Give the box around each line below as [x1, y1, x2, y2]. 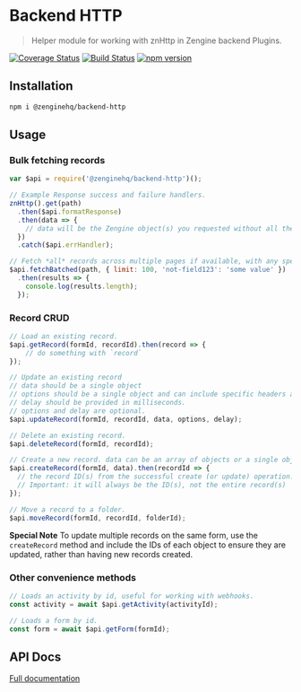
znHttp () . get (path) [9, 199, 82, 208]
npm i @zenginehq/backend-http [9, 102, 126, 111]
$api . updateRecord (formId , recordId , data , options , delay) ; [9, 415, 243, 424]
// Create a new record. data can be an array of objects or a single [9, 455, 279, 465]
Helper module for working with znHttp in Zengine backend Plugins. [30, 35, 282, 46]
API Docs [9, 649, 62, 664]
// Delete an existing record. [9, 431, 126, 440]
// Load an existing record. [9, 331, 118, 341]
